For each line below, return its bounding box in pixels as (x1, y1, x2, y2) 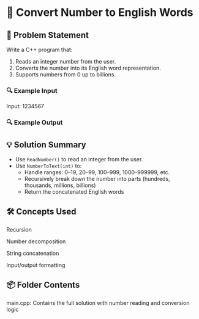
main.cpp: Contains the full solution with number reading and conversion (6, 299, 190, 306)
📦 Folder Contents (6, 280, 80, 290)
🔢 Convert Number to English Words (6, 5, 194, 20)
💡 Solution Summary (6, 139, 87, 150)
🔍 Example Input (6, 86, 58, 95)
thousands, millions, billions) (24, 182, 96, 189)
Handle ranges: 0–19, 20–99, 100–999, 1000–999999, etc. (24, 169, 170, 176)
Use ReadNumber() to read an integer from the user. (15, 156, 143, 163)
